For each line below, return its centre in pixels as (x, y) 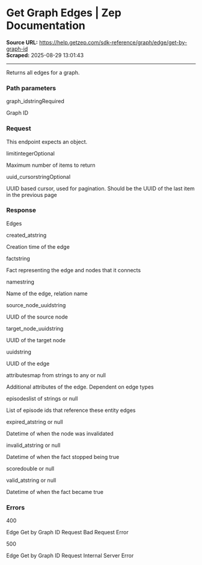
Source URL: (22, 42)
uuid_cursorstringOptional (38, 176)
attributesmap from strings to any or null (56, 375)
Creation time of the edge (38, 246)
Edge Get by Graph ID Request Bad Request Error (67, 532)
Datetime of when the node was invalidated (60, 433)
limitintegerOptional (31, 153)
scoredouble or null (30, 468)
